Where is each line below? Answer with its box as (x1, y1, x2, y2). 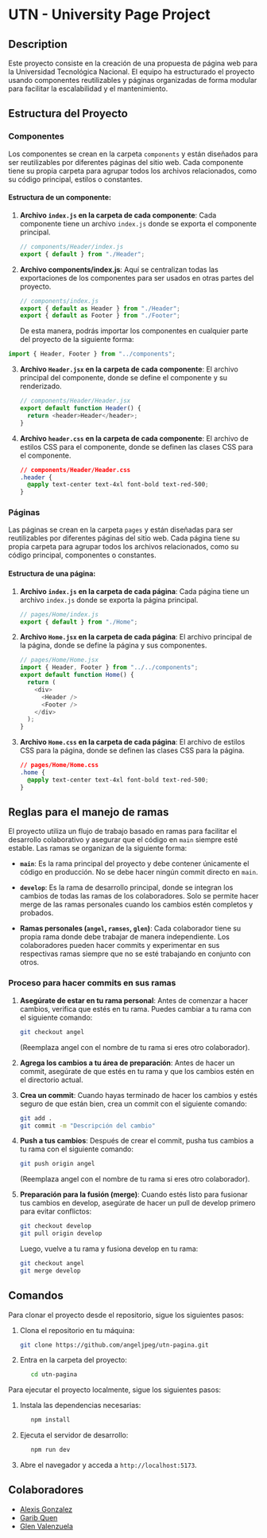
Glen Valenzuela (19, 1521, 74, 1531)
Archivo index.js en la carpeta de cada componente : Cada (19, 210, 217, 220)
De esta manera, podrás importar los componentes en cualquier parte (19, 326, 249, 336)
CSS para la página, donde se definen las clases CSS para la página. (19, 745, 245, 755)
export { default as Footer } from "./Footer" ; (19, 312, 181, 320)
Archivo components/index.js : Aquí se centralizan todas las (19, 265, 219, 274)
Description (8, 37, 68, 51)
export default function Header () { (19, 404, 141, 412)
